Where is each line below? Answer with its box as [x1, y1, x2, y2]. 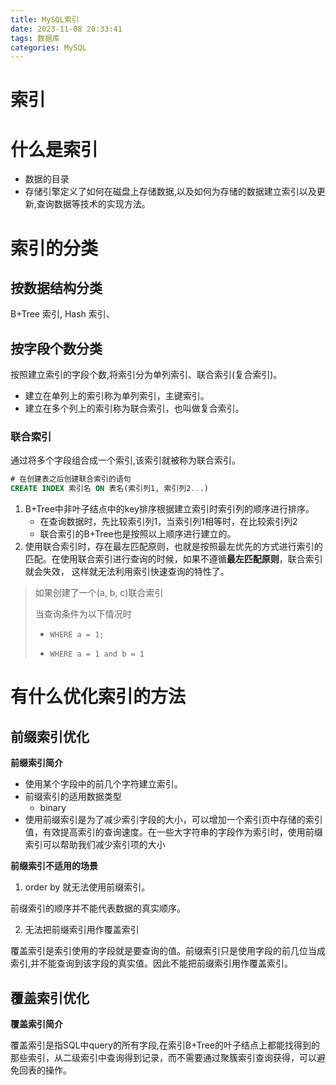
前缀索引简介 [10, 757, 63, 769]
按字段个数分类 [10, 340, 103, 357]
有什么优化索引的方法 [10, 686, 187, 708]
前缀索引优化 [10, 728, 90, 745]
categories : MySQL [10, 42, 87, 53]
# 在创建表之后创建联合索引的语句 [10, 474, 132, 485]
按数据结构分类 [10, 279, 103, 296]
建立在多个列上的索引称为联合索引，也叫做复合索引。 [24, 402, 245, 415]
